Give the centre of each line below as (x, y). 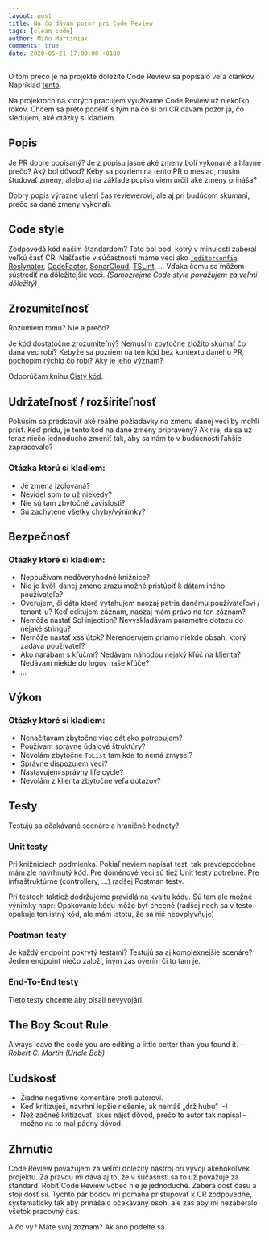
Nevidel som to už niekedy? (66, 494)
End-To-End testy (43, 982)
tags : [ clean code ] (41, 31)
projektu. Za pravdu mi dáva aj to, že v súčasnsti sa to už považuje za (124, 1177)
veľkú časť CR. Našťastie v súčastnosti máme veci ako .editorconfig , (124, 257)
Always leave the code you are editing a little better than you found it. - (126, 1045)
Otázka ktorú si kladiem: (57, 468)
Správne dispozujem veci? (64, 763)
